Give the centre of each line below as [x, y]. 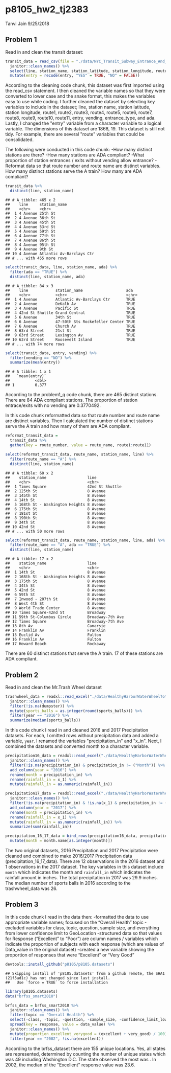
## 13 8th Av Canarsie [55, 626]
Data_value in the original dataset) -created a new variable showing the [80, 949]
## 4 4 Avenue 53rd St [31, 227]
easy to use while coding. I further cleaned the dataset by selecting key [80, 102]
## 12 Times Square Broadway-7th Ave [65, 622]
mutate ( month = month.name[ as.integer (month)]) [61, 841]
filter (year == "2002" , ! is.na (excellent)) [56, 1039]
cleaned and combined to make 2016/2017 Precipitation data [69, 856]
